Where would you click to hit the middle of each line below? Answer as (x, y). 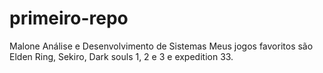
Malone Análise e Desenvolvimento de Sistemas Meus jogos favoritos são (161, 46)
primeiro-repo (69, 18)
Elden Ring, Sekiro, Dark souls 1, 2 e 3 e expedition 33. (121, 56)
